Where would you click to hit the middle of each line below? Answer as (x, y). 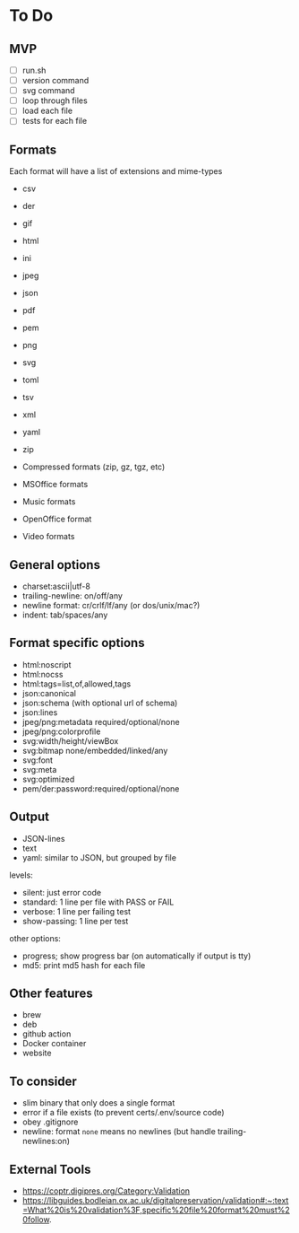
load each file (47, 111)
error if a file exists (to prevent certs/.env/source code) (124, 1113)
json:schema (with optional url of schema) (100, 703)
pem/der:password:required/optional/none (101, 788)
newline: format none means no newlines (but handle (119, 1132)
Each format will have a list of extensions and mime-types (116, 171)
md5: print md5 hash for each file (84, 965)
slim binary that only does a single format (98, 1103)
